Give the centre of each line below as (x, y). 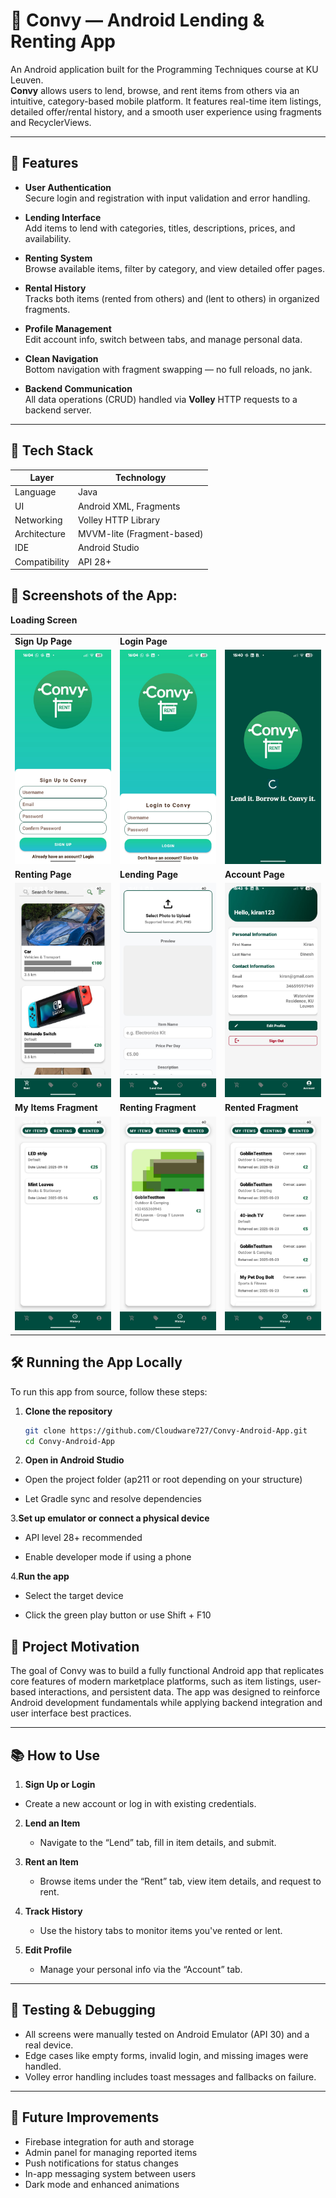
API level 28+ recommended (83, 1538)
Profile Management (68, 328)
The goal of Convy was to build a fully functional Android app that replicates (167, 1671)
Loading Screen (44, 620)
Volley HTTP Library (119, 520)
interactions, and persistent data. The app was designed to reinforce (179, 1692)
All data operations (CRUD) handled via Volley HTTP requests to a (161, 399)
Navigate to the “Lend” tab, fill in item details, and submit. (158, 1842)
